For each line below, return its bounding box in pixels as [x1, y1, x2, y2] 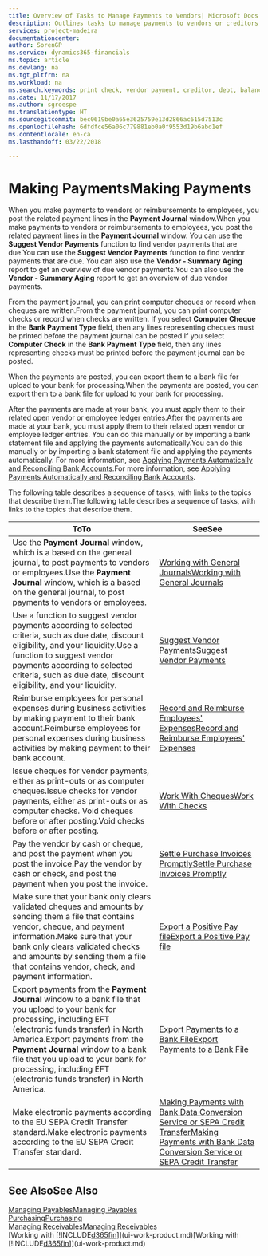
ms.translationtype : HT [8, 109, 88, 117]
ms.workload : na [8, 78, 62, 86]
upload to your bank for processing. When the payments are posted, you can [8, 381, 259, 390]
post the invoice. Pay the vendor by [12, 859, 142, 870]
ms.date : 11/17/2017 [8, 93, 77, 101]
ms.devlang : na [8, 64, 59, 72]
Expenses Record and [159, 723, 239, 734]
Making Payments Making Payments [8, 179, 252, 197]
